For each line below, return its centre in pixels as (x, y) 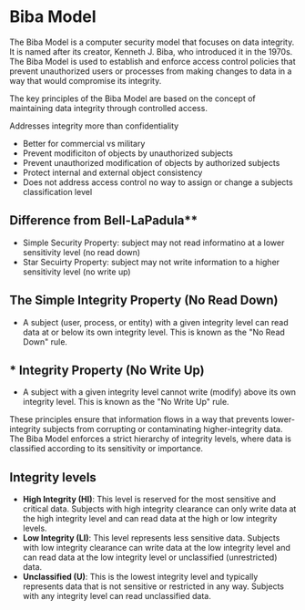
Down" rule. (45, 341)
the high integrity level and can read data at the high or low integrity (150, 519)
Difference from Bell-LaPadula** (104, 221)
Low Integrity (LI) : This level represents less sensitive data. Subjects (151, 538)
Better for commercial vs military (84, 143)
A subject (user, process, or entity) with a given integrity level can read (155, 322)
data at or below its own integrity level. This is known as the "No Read (153, 332)
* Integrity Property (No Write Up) (107, 370)
